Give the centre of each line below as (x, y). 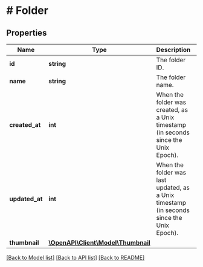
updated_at (26, 199)
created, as (172, 110)
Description (173, 50)
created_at (25, 125)
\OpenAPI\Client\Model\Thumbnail (99, 243)
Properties (27, 33)
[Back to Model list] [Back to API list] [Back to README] (76, 258)
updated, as (173, 188)
